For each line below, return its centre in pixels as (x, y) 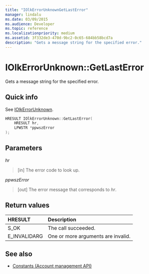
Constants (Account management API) (52, 266)
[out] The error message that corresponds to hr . (67, 190)
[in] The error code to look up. (48, 170)
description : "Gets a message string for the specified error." (73, 43)
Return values (27, 205)
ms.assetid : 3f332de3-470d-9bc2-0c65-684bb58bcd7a (59, 38)
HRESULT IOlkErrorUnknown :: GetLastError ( (49, 119)
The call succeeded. (72, 228)
